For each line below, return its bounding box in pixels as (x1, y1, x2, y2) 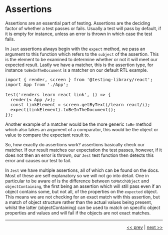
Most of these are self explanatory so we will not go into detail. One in (5, 172, 149, 178)
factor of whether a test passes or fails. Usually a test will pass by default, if (5, 25, 161, 31)
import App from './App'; (5, 82, 69, 87)
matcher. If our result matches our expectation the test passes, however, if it (5, 147, 162, 153)
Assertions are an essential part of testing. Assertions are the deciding (5, 20, 150, 26)
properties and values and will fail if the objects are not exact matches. (5, 209, 151, 216)
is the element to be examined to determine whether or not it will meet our (5, 56, 158, 62)
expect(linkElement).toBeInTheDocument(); (10, 107, 116, 112)
